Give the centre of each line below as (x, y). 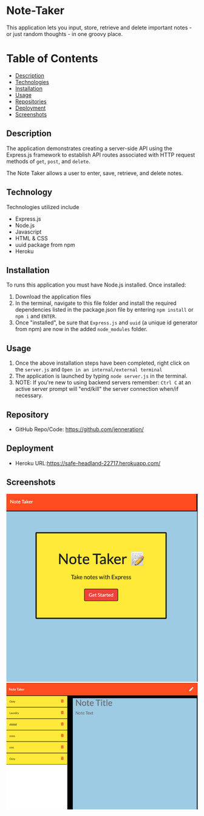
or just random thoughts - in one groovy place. (65, 34)
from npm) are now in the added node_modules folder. (81, 329)
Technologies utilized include (43, 207)
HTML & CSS (31, 238)
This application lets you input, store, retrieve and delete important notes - (99, 27)
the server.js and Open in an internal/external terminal (89, 370)
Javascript (28, 232)
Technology (29, 192)
